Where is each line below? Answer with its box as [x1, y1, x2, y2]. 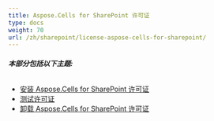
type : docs [8, 19, 44, 27]
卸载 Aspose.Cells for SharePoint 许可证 [19, 104, 150, 114]
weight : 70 [8, 26, 44, 34]
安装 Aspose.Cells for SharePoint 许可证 [19, 84, 150, 94]
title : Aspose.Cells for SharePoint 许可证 [8, 11, 150, 20]
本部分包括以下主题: [8, 58, 73, 68]
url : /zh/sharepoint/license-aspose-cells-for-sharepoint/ [8, 33, 207, 42]
